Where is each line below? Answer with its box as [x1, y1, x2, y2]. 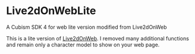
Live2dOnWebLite [6, 4, 96, 18]
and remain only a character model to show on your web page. [6, 41, 160, 48]
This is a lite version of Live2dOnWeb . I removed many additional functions [6, 35, 189, 42]
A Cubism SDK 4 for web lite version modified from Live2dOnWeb [6, 23, 167, 31]
